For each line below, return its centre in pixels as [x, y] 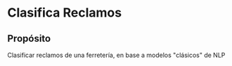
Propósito [29, 39]
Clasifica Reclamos [64, 13]
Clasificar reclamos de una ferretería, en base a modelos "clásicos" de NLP [116, 55]
